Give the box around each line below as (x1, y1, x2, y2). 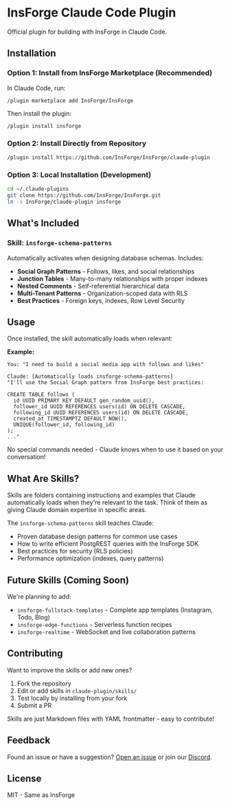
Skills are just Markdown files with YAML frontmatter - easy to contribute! (7, 714, 215, 723)
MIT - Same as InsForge (7, 791, 76, 799)
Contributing (7, 648, 63, 659)
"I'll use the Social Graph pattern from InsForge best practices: (7, 379, 205, 386)
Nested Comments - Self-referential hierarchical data (16, 282, 170, 290)
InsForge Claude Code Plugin (7, 5, 176, 21)
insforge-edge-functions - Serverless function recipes (16, 620, 172, 628)
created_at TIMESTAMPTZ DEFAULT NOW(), (13, 415, 128, 423)
